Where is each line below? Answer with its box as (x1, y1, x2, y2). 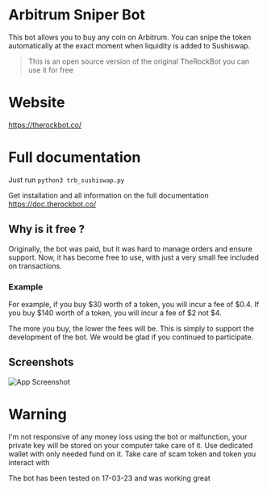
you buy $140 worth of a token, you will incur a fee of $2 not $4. (8, 308, 222, 318)
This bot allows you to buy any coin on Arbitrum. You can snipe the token (8, 32, 252, 42)
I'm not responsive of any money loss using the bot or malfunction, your (8, 431, 248, 441)
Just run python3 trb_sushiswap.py (8, 175, 125, 185)
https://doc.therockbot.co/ (8, 199, 97, 209)
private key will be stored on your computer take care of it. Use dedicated (8, 440, 253, 450)
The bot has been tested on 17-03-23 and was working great (8, 473, 211, 483)
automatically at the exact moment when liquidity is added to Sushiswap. (8, 40, 251, 50)
